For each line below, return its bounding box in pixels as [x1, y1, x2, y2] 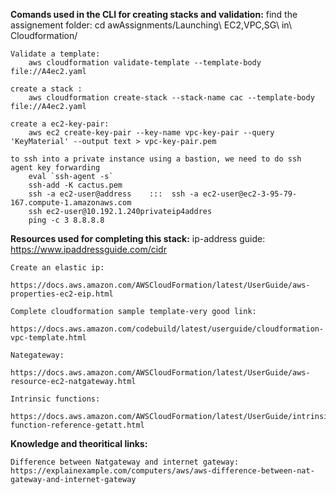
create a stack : [10, 84, 83, 94]
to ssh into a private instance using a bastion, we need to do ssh [10, 154, 302, 164]
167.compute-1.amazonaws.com [10, 198, 132, 208]
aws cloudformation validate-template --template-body [28, 58, 262, 68]
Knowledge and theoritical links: [10, 438, 148, 449]
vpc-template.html [10, 333, 87, 343]
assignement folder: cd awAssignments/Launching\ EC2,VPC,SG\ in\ [10, 19, 292, 31]
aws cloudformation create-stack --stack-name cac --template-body [28, 93, 315, 103]
